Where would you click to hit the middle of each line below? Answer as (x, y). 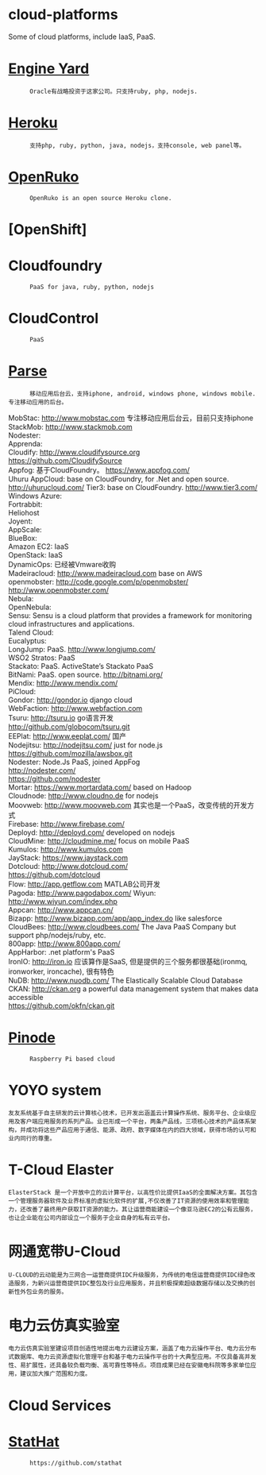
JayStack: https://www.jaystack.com (68, 857)
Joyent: (21, 521)
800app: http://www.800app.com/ (64, 944)
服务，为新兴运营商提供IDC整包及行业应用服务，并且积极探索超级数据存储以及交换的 (132, 1283)
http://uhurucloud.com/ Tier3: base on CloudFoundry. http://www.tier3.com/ (133, 487)
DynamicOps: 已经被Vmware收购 (62, 564)
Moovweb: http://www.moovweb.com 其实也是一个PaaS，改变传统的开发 (128, 805)
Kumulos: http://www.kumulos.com (66, 849)
